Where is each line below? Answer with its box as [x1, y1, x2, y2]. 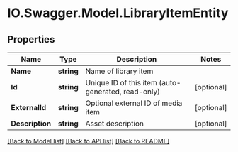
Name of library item [85, 66, 154, 76]
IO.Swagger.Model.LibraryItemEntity [7, 5, 229, 21]
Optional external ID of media [85, 98, 183, 108]
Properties [7, 33, 55, 45]
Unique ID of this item [85, 78, 157, 87]
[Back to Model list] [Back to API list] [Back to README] [7, 137, 170, 145]
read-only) [123, 87, 161, 97]
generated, [85, 87, 122, 97]
